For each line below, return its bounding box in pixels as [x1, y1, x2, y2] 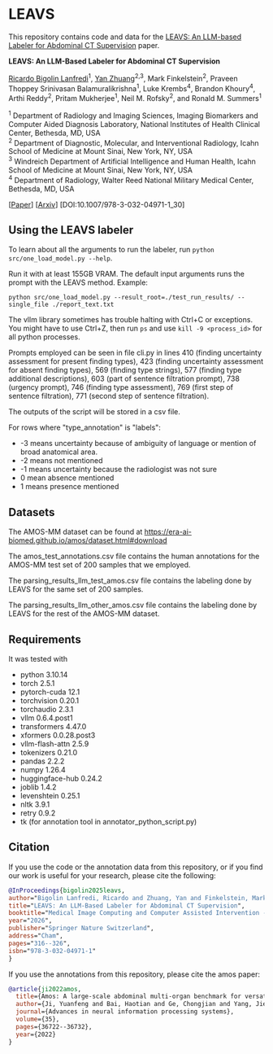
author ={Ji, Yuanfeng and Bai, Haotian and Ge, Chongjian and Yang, [15, 1000, 253, 1008]
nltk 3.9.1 [19, 799, 50, 809]
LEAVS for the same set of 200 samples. [8, 584, 144, 594]
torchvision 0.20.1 [19, 695, 80, 705]
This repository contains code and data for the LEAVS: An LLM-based [8, 32, 242, 42]
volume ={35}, [15, 1015, 60, 1024]
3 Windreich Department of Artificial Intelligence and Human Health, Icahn [8, 155, 256, 166]
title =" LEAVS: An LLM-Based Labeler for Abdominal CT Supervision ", [8, 901, 245, 910]
